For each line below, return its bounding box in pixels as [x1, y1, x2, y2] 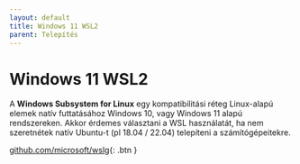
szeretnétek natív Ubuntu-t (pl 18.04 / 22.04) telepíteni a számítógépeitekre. [9, 127, 291, 138]
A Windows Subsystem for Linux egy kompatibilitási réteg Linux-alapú [9, 98, 274, 109]
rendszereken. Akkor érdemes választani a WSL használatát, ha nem [9, 118, 264, 129]
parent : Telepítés [9, 30, 78, 39]
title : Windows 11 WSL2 [9, 22, 99, 31]
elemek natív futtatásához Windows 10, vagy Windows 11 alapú [9, 108, 243, 119]
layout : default [9, 13, 70, 23]
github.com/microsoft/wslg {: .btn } [9, 145, 138, 156]
